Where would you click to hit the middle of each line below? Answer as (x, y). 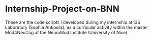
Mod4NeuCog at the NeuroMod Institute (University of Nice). (67, 32)
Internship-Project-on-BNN (62, 9)
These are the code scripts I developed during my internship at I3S (73, 22)
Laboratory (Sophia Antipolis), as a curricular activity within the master (77, 27)
